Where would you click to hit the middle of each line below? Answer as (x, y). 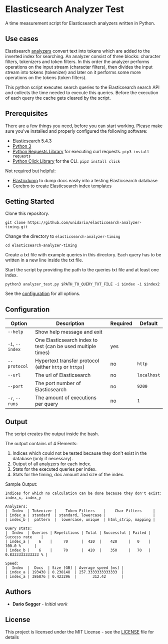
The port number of (58, 383)
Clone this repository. (27, 213)
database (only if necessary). (42, 458)
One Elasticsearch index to (66, 340)
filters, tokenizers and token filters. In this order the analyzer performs (77, 62)
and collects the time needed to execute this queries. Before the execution (82, 92)
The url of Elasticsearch (63, 375)
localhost (149, 375)
